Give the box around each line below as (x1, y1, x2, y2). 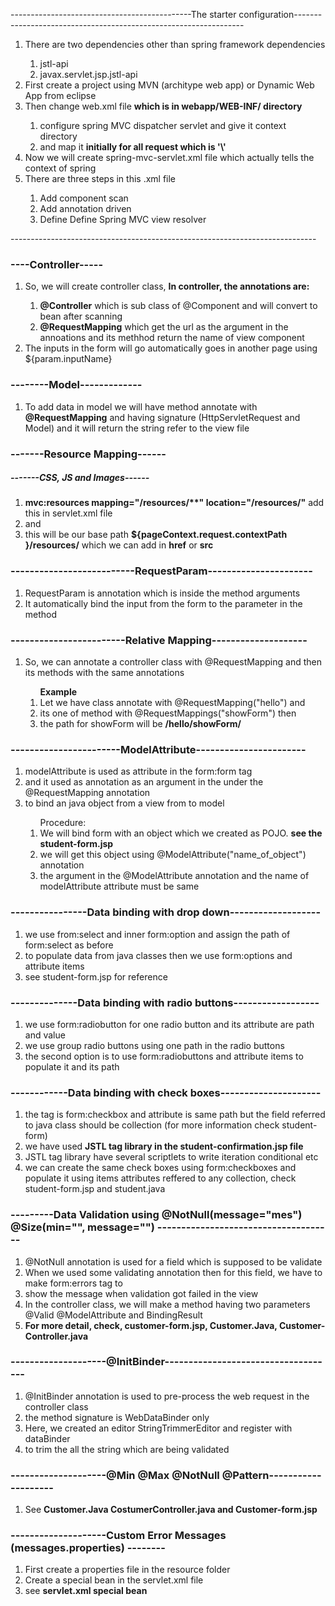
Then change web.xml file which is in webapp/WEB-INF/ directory (24, 100, 303, 112)
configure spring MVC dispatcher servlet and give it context (39, 120, 287, 131)
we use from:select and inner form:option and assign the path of (24, 928, 291, 940)
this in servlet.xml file (24, 507, 113, 519)
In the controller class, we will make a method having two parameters (24, 1298, 311, 1310)
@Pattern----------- (221, 1468, 322, 1482)
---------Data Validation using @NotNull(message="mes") (10, 1208, 303, 1222)
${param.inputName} (24, 353, 113, 365)
